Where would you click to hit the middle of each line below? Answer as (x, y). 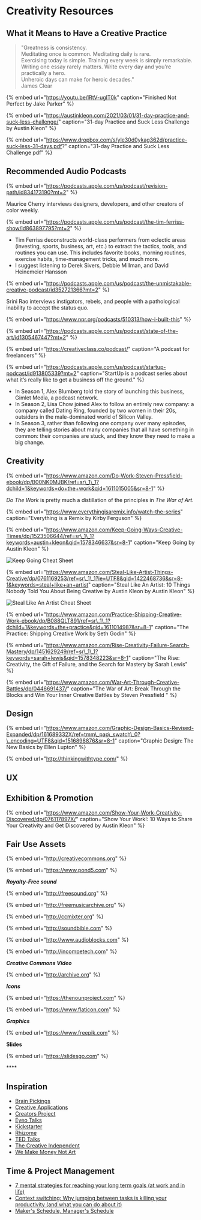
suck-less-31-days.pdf (34, 146)
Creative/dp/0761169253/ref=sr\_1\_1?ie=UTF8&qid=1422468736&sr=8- (94, 578)
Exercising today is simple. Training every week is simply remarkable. (106, 60)
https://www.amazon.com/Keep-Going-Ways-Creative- (114, 530)
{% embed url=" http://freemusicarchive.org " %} (66, 905)
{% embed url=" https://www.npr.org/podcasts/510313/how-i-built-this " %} (99, 319)
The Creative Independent (47, 1146)
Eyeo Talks (28, 1120)
